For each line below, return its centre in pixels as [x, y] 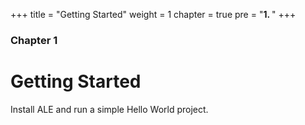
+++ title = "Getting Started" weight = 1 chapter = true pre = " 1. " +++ [153, 14]
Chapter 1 [34, 40]
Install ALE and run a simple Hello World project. [109, 109]
